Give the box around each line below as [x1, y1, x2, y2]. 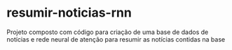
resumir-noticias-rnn [6, 5, 132, 21]
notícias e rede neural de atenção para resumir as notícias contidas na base [6, 35, 226, 43]
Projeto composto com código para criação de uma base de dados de [6, 28, 209, 36]
